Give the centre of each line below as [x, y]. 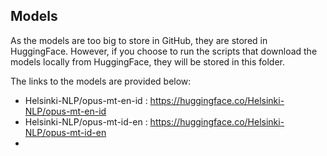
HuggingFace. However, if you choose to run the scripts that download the [164, 51]
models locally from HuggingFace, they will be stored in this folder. [148, 61]
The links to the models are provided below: [101, 81]
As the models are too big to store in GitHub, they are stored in [139, 40]
